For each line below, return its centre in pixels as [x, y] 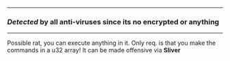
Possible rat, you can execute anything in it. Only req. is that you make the [112, 43]
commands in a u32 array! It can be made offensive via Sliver [94, 50]
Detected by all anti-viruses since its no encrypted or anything [113, 22]
